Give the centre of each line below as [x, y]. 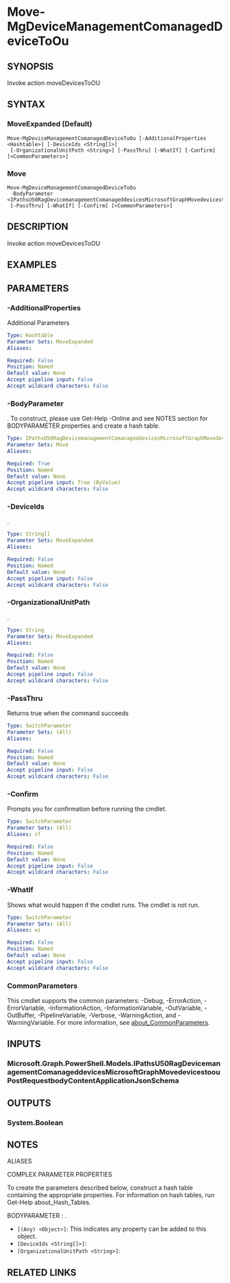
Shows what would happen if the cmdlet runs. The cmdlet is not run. [103, 905]
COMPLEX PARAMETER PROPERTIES [60, 1175]
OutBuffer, [22, 1015]
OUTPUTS [29, 1103]
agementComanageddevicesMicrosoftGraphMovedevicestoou [114, 1072]
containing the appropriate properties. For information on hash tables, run [111, 1195]
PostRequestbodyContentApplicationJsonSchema [93, 1080]
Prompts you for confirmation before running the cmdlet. [87, 809]
